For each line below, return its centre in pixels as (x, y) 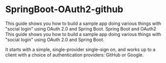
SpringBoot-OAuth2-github (64, 9)
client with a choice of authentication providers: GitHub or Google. (74, 55)
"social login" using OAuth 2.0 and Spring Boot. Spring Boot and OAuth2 (81, 28)
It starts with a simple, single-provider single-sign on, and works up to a (80, 49)
